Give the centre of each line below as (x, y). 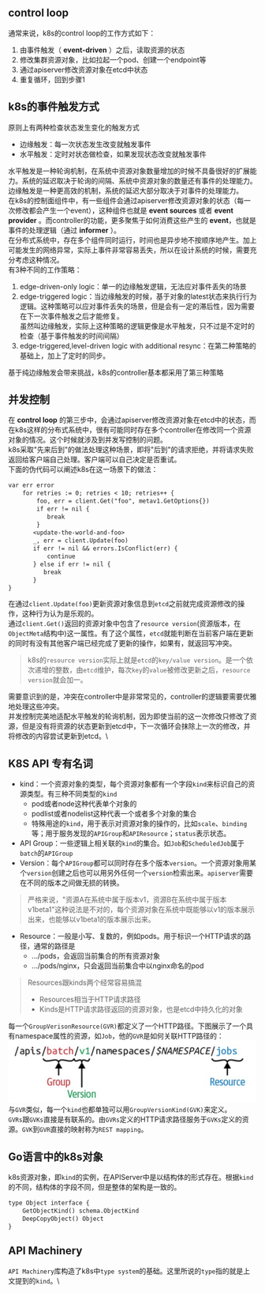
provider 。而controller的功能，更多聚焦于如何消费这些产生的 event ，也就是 (132, 220)
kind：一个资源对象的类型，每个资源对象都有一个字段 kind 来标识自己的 (134, 784)
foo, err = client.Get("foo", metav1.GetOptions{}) (123, 501)
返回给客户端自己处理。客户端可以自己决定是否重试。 (95, 460)
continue (62, 556)
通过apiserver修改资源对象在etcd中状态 (84, 70)
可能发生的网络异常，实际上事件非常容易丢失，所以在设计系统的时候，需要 (129, 250)
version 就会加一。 (57, 680)
